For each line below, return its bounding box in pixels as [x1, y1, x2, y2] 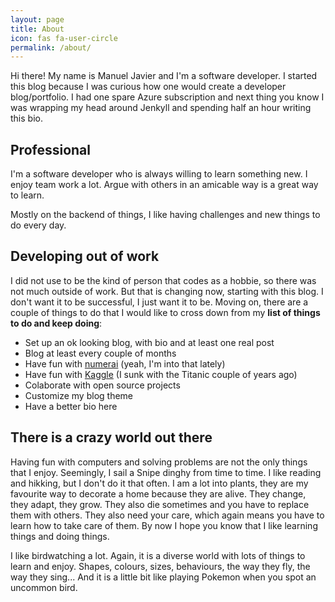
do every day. [10, 219, 67, 231]
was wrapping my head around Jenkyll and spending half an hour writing [10, 102, 312, 114]
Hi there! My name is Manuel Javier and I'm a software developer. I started [10, 70, 318, 82]
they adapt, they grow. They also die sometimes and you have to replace [10, 498, 310, 510]
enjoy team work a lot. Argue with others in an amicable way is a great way [10, 179, 319, 191]
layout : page [10, 14, 65, 25]
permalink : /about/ [10, 42, 92, 53]
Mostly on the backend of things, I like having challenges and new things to [10, 209, 321, 221]
